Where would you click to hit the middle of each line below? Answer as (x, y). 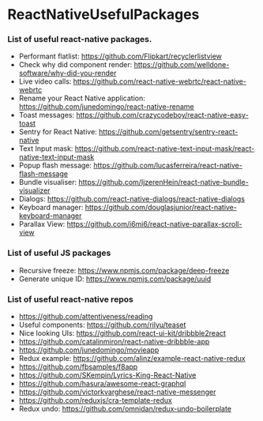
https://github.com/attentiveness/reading (86, 317)
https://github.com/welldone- (182, 65)
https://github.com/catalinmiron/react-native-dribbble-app (114, 342)
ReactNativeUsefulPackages (103, 15)
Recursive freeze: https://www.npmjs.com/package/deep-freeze (124, 270)
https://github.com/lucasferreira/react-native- (168, 165)
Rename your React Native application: (82, 98)
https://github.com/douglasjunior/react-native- (161, 208)
